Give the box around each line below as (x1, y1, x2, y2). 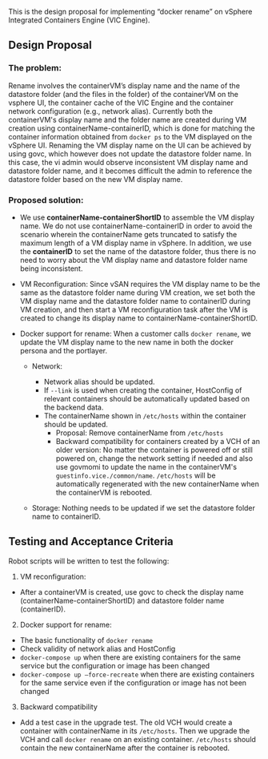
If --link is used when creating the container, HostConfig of (43, 385, 242, 395)
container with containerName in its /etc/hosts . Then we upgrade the (19, 725, 250, 736)
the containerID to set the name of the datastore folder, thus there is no (19, 246, 257, 256)
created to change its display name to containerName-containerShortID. (19, 313, 258, 323)
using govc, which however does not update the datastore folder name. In (8, 148, 252, 159)
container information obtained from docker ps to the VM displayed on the (8, 131, 253, 141)
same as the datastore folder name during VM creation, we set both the (19, 288, 256, 297)
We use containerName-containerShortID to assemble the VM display (19, 212, 254, 222)
